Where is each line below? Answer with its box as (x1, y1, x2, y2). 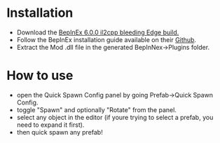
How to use (6, 68, 74, 83)
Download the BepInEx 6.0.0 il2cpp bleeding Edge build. (16, 28, 179, 36)
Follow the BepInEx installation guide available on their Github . (16, 35, 197, 43)
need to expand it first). (16, 121, 85, 129)
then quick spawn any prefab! (16, 128, 103, 136)
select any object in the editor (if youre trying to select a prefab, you (16, 113, 214, 121)
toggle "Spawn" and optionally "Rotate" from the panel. (16, 105, 177, 114)
